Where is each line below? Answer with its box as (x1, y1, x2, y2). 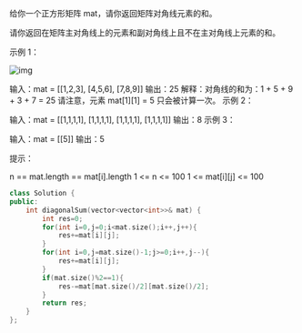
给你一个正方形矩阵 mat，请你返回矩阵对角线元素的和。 (9, 8, 217, 18)
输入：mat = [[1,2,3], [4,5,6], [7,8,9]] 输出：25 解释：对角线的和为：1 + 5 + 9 (9, 84, 294, 94)
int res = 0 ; (42, 214, 84, 223)
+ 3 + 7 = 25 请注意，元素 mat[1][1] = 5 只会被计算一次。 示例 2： (9, 95, 255, 106)
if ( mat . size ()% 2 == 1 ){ (42, 273, 125, 282)
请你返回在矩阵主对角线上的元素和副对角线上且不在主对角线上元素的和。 (9, 27, 280, 38)
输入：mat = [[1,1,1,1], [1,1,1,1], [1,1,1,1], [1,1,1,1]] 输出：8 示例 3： (9, 115, 236, 125)
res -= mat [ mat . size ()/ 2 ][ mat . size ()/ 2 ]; (57, 281, 209, 291)
